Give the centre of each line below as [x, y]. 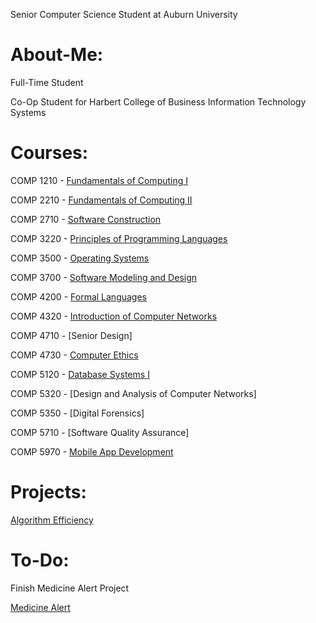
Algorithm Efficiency [52, 520]
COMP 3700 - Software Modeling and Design [104, 277]
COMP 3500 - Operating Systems [80, 258]
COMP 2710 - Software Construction [86, 219]
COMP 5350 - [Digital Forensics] [77, 413]
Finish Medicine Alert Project [70, 588]
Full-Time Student [47, 82]
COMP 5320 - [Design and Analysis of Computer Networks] [133, 393]
